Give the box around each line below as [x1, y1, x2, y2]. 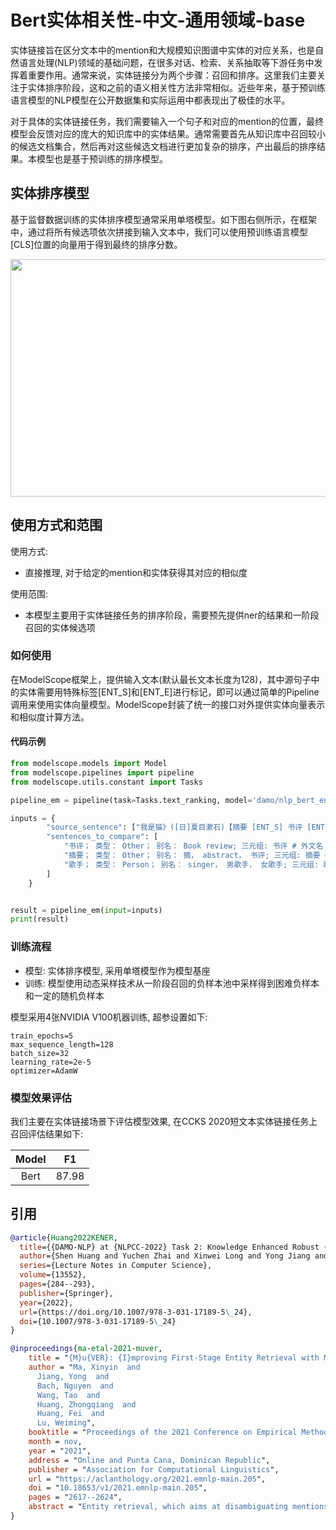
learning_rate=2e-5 [10, 1057, 92, 1067]
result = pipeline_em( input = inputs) [10, 905, 163, 915]
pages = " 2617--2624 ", [28, 1492, 123, 1503]
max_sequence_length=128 [10, 1039, 114, 1050]
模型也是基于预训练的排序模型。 [36, 152, 168, 165]
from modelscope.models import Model [10, 759, 168, 769]
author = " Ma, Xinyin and [28, 1362, 141, 1373]
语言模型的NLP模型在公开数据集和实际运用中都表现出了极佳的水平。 [10, 94, 291, 106]
